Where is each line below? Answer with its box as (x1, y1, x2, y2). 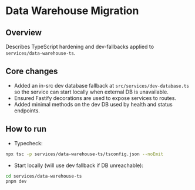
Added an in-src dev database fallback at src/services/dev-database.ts (14, 82, 189, 89)
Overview (5, 28, 42, 38)
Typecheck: (14, 139, 43, 146)
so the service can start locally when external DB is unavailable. (14, 88, 169, 95)
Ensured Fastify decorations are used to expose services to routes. (14, 94, 177, 101)
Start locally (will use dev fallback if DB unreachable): (14, 162, 143, 169)
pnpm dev (5, 178, 27, 185)
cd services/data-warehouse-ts (5, 173, 82, 179)
